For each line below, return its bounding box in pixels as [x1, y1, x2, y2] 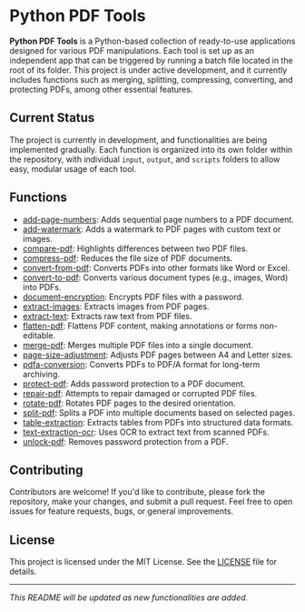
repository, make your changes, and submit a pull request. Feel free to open [9, 497, 293, 507]
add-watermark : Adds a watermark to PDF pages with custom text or [22, 224, 281, 235]
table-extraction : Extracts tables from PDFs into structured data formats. [22, 416, 294, 427]
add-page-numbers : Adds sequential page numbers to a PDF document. [22, 214, 295, 225]
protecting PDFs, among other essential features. [9, 84, 193, 95]
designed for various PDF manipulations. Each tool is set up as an [9, 45, 254, 55]
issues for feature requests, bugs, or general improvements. [9, 506, 234, 517]
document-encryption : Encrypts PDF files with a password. [22, 291, 244, 302]
